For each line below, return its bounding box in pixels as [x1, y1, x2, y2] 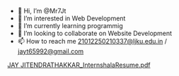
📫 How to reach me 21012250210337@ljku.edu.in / [17, 37, 168, 45]
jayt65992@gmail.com [17, 47, 84, 56]
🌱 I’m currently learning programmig [17, 22, 124, 30]
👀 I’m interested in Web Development [17, 14, 126, 23]
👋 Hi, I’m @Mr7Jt [17, 7, 67, 15]
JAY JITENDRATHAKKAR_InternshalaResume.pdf [7, 61, 151, 69]
